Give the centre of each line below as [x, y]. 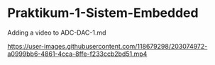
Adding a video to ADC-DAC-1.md [57, 32]
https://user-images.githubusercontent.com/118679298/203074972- [107, 46]
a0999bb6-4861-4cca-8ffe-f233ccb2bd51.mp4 [77, 54]
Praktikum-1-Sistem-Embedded [103, 13]
